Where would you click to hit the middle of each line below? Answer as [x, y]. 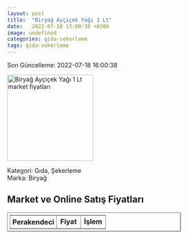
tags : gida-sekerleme [38, 45]
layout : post [26, 13]
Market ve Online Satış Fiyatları [76, 199]
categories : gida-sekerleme [48, 39]
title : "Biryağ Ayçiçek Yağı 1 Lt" [60, 20]
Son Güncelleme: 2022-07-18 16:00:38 [62, 65]
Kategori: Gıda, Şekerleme [44, 170]
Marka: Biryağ [27, 178]
